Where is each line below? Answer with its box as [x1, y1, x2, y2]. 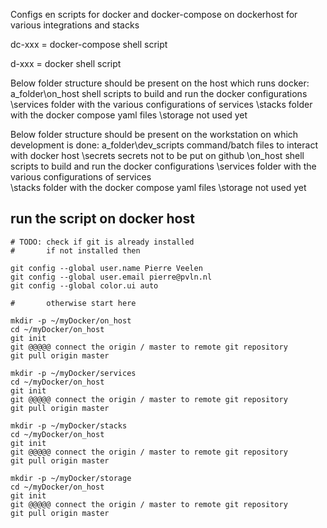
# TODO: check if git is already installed [10, 237, 195, 247]
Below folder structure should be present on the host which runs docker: [10, 77, 310, 89]
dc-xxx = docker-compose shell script [10, 39, 168, 50]
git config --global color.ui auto [10, 280, 159, 291]
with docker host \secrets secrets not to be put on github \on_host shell [10, 150, 305, 161]
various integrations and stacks [10, 19, 140, 31]
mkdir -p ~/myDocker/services [10, 368, 137, 378]
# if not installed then [10, 245, 141, 256]
